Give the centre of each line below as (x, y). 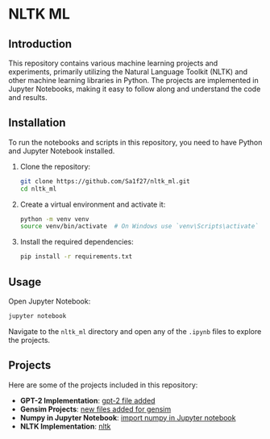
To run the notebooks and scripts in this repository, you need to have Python (135, 142)
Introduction (40, 44)
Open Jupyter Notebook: (50, 301)
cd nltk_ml (38, 189)
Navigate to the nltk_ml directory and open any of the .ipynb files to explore (135, 331)
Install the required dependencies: (77, 242)
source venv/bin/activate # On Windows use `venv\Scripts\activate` (139, 227)
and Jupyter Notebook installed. (62, 151)
